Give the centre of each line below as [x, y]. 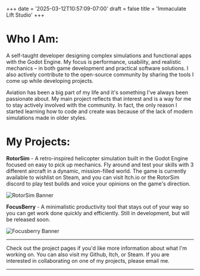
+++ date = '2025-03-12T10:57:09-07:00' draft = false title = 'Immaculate [96, 9]
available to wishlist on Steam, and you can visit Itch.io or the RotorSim [93, 177]
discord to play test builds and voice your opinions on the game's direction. [98, 184]
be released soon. [28, 219]
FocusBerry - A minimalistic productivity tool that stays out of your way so [98, 207]
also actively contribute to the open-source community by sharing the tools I [100, 75]
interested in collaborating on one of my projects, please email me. [88, 261]
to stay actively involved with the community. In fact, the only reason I [92, 105]
